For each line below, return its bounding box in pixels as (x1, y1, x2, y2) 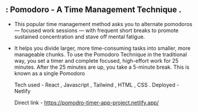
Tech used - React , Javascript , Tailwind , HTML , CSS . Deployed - (14, 81, 180, 88)
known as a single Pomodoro (14, 69, 85, 76)
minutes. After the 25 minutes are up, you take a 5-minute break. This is (14, 63, 190, 71)
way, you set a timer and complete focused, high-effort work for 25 (14, 57, 179, 64)
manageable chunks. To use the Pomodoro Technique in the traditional (14, 50, 187, 58)
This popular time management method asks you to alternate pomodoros (14, 20, 193, 27)
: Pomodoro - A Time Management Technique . (5, 5, 182, 15)
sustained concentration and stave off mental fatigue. (14, 33, 145, 40)
